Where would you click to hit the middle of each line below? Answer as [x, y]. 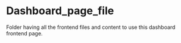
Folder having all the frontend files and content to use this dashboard [91, 27]
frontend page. [24, 33]
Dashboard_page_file [60, 11]
